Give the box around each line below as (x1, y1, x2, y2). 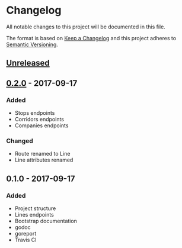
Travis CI (14, 236, 37, 243)
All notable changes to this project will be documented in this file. (6, 23, 166, 30)
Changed (6, 137, 34, 145)
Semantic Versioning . (6, 41, 58, 48)
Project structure (14, 205, 56, 212)
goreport (14, 230, 37, 237)
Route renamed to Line (14, 150, 71, 157)
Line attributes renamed (14, 156, 74, 163)
